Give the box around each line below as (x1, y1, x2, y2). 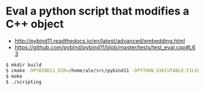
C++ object (6, 17, 64, 31)
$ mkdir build (6, 62, 42, 68)
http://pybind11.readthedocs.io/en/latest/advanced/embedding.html (14, 37, 185, 44)
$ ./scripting (6, 79, 42, 85)
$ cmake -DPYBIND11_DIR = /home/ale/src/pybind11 (6, 67, 130, 73)
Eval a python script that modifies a (6, 4, 190, 18)
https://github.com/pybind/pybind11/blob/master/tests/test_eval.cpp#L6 (14, 44, 196, 51)
